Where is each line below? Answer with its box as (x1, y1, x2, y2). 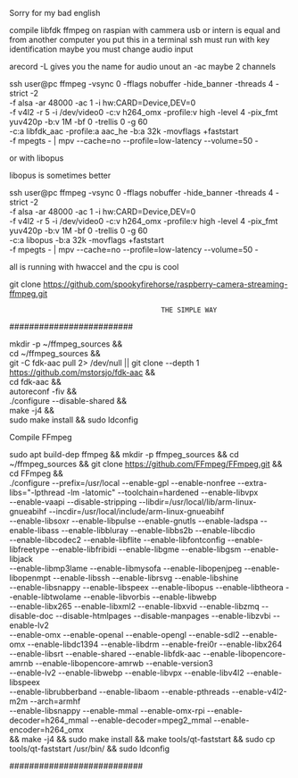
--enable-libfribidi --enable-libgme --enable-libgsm (51, 544, 242, 555)
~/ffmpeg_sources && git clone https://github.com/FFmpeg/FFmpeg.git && (9, 459, 283, 469)
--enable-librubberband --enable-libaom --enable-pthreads (9, 687, 230, 697)
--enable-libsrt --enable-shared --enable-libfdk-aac (9, 648, 202, 659)
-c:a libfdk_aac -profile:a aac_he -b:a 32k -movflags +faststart (9, 126, 239, 137)
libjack (9, 554, 34, 564)
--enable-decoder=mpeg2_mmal (90, 715, 212, 725)
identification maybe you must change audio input (9, 44, 194, 54)
